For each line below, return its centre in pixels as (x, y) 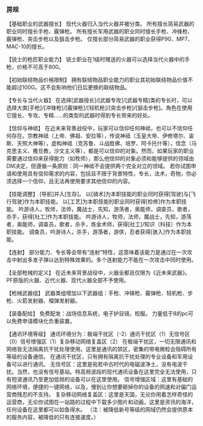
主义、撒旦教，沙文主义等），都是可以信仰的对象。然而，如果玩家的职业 (105, 151)
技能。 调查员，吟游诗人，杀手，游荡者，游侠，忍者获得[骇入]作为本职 (99, 232)
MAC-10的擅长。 (27, 47)
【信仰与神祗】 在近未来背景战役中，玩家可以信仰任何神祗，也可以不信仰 (97, 128)
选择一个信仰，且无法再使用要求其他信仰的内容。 (72, 181)
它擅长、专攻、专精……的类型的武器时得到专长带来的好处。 (80, 116)
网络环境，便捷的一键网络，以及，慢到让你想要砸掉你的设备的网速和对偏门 (99, 387)
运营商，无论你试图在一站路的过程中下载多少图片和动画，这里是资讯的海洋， (101, 402)
